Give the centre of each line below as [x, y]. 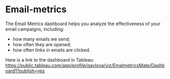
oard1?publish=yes [25, 71]
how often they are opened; [42, 44]
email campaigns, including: [35, 29]
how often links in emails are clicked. [51, 50]
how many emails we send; [41, 39]
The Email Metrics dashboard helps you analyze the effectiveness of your [83, 24]
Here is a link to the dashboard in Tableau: [50, 60]
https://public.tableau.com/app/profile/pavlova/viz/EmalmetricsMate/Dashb [85, 65]
